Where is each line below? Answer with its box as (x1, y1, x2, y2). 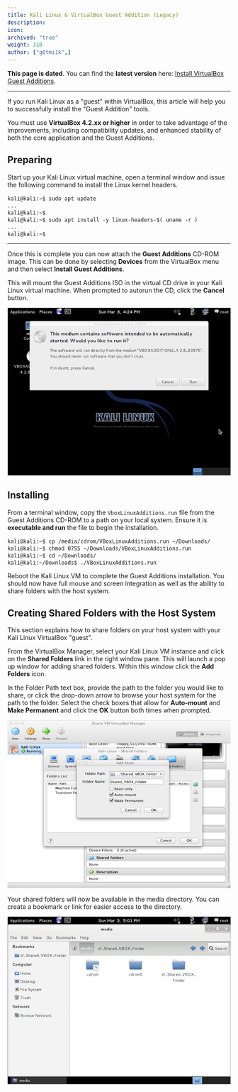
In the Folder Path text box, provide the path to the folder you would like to (7, 683, 225, 692)
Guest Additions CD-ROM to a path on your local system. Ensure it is (7, 515, 208, 524)
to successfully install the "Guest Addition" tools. (7, 105, 150, 113)
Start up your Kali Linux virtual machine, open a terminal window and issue (7, 172, 225, 181)
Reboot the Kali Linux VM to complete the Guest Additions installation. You (7, 571, 225, 580)
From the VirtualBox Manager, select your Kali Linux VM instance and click (7, 647, 225, 656)
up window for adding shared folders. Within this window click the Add (7, 662, 215, 671)
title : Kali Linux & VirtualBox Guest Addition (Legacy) (7, 11, 179, 18)
